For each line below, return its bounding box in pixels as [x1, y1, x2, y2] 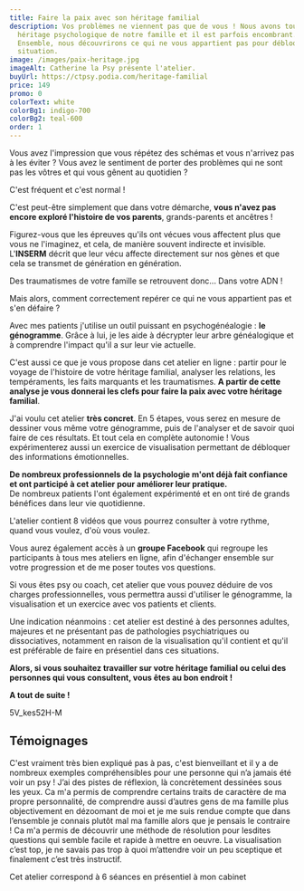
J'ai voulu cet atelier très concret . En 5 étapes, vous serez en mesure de [9, 413, 280, 424]
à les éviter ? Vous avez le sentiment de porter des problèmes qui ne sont [9, 158, 283, 168]
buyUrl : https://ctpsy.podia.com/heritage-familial [9, 72, 208, 81]
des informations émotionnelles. [9, 452, 129, 462]
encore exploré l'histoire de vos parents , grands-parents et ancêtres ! [9, 212, 273, 222]
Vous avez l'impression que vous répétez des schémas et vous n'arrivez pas [9, 148, 295, 158]
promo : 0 [9, 89, 43, 98]
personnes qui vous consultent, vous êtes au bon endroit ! [9, 672, 233, 683]
